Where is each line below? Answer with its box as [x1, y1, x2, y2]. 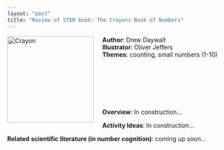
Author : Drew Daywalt [102, 35, 166, 44]
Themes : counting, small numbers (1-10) [102, 50, 218, 59]
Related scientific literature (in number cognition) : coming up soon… [7, 134, 207, 142]
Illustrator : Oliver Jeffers [102, 43, 173, 51]
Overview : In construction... [102, 108, 183, 116]
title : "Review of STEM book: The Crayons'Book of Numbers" [7, 17, 185, 24]
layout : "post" [7, 10, 51, 17]
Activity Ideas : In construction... [102, 121, 195, 129]
